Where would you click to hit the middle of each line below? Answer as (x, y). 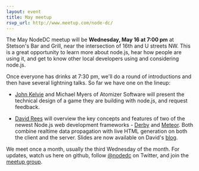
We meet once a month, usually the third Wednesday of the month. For (93, 149)
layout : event (24, 12)
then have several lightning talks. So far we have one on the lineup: (88, 83)
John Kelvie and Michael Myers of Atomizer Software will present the (99, 94)
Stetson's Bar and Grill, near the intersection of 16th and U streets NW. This (98, 46)
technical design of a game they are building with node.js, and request (101, 101)
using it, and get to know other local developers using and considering (93, 59)
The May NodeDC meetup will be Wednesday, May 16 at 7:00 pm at (90, 40)
